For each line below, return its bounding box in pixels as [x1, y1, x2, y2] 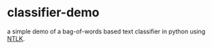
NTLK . [7, 34, 25, 42]
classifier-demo [7, 5, 100, 20]
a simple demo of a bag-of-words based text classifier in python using [7, 27, 206, 35]
